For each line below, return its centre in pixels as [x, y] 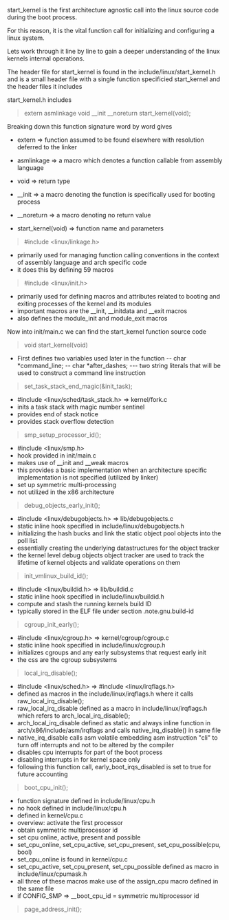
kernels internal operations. [46, 58]
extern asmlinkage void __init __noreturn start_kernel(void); [107, 113]
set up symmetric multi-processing [67, 485]
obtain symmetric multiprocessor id [67, 830]
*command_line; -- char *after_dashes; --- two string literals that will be [119, 365]
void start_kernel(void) [56, 345]
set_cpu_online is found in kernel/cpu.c [73, 859]
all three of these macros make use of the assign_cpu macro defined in [118, 881]
